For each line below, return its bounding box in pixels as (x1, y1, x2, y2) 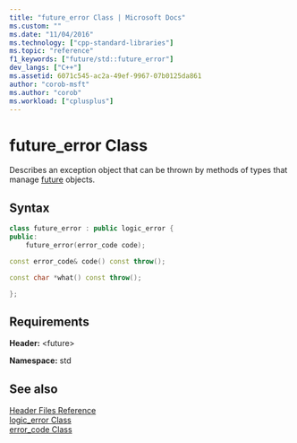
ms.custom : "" (9, 22, 63, 30)
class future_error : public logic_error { (9, 224, 174, 233)
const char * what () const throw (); (9, 273, 142, 282)
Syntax (9, 200, 50, 215)
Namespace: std (9, 355, 72, 366)
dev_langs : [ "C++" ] (9, 64, 82, 73)
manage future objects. (9, 174, 96, 185)
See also (9, 381, 58, 396)
